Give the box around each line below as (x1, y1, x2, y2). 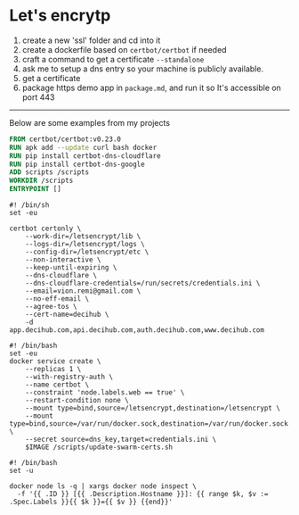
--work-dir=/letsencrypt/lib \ (25, 232, 141, 241)
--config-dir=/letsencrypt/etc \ (25, 247, 149, 257)
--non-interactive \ (25, 255, 101, 264)
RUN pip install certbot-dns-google (9, 160, 145, 169)
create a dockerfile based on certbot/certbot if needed (21, 44, 227, 54)
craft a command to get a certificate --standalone (21, 54, 205, 64)
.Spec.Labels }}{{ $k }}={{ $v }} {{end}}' (9, 497, 174, 507)
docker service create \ (9, 357, 101, 366)
